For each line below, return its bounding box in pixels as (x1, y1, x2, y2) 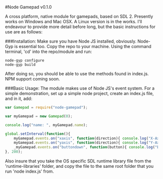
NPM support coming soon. (5, 76, 60, 81)
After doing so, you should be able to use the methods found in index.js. (5, 71, 149, 77)
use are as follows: (5, 29, 43, 34)
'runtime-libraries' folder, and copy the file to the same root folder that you (5, 163, 154, 169)
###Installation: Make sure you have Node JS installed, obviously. (5, 38, 137, 44)
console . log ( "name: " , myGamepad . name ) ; (5, 122, 88, 128)
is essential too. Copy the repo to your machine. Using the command (14, 44, 152, 49)
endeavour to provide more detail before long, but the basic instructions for (5, 24, 156, 30)
